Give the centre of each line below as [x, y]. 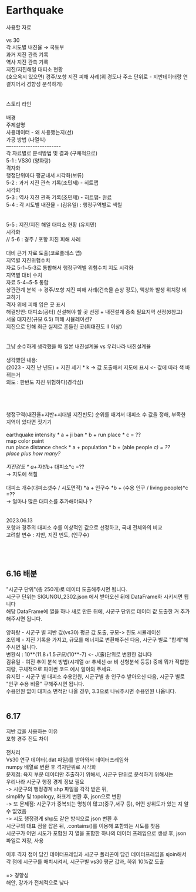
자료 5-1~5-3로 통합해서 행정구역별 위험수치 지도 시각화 [70, 267]
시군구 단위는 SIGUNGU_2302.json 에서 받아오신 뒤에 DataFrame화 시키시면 [94, 596]
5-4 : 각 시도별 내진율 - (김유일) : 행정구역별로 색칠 [64, 204]
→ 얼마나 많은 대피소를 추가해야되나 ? [49, 501]
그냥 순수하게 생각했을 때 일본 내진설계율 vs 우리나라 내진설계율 [79, 346]
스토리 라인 [19, 104]
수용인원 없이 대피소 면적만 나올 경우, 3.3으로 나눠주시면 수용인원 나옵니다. [91, 691]
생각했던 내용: [22, 360]
